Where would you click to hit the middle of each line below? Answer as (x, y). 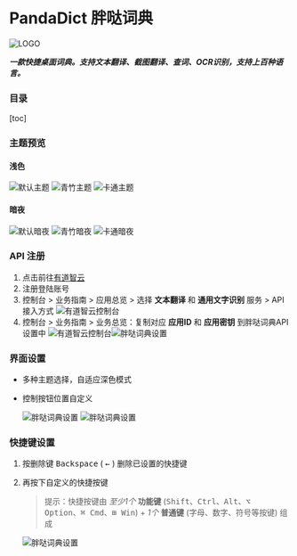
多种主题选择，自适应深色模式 (76, 380)
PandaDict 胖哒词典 (81, 18)
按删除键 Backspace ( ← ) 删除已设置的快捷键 (104, 463)
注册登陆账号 (45, 288)
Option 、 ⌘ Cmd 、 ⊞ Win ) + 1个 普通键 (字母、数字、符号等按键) (161, 512)
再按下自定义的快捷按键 (65, 483)
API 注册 (27, 257)
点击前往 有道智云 (53, 277)
